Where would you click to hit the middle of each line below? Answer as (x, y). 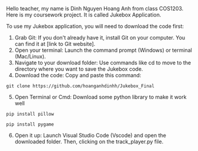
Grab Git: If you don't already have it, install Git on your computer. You (100, 37)
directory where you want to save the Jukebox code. (79, 69)
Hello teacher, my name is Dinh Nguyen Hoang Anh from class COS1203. (95, 9)
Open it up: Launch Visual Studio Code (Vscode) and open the (90, 135)
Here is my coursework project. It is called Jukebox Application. (84, 15)
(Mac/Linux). (30, 56)
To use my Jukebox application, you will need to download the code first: (95, 26)
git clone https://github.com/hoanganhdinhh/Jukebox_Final (80, 86)
